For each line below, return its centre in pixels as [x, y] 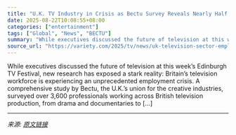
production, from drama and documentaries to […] [80, 103]
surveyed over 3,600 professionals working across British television [105, 96]
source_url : [25, 46]
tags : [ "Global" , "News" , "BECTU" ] [59, 33]
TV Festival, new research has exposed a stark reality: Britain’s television [112, 73]
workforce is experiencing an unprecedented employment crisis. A [104, 81]
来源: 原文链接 [27, 124]
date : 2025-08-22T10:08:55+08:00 [56, 20]
